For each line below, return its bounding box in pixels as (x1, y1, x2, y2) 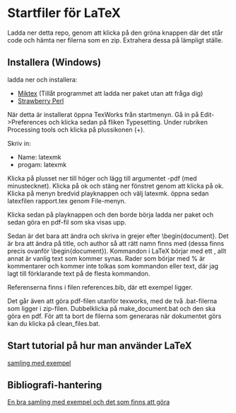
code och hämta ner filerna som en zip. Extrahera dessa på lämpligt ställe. (7, 35, 224, 44)
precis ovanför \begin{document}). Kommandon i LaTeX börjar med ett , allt (7, 247, 227, 255)
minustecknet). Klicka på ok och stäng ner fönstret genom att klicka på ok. (7, 181, 224, 190)
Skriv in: (7, 139, 31, 147)
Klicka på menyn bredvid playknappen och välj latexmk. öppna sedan (7, 189, 209, 198)
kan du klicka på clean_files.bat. (7, 319, 100, 327)
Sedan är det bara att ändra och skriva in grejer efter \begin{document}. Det (7, 232, 229, 240)
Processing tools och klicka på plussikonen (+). (7, 125, 145, 134)
